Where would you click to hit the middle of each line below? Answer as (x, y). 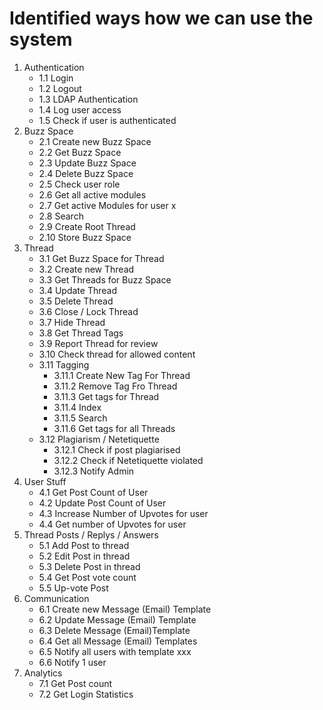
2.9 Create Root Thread (87, 226)
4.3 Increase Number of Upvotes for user (123, 513)
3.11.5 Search (80, 418)
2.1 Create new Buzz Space (95, 141)
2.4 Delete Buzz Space (86, 173)
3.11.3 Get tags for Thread (106, 396)
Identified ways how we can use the (161, 18)
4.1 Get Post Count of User (93, 492)
